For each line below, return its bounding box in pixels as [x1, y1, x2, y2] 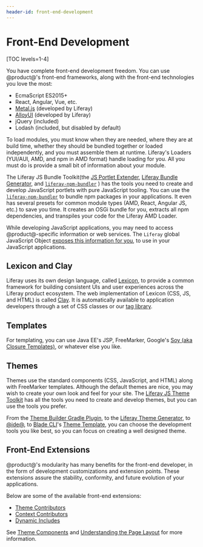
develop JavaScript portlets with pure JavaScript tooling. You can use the [6, 186, 190, 193]
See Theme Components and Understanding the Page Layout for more [6, 528, 183, 535]
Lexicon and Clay [6, 261, 73, 271]
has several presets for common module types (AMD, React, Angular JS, [6, 199, 187, 207]
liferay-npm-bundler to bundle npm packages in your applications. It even [6, 193, 192, 200]
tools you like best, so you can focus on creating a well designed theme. [6, 427, 187, 435]
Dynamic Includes [15, 517, 61, 524]
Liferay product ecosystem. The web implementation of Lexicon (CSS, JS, [6, 290, 191, 297]
